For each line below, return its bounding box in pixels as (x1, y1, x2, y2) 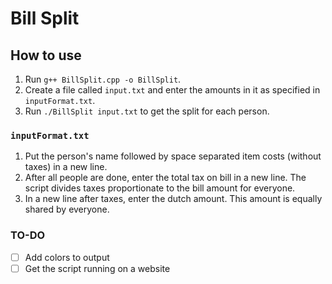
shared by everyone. (24, 203, 110, 216)
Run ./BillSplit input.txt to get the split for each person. (24, 105, 270, 117)
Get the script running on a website (24, 262, 171, 274)
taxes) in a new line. (24, 161, 108, 173)
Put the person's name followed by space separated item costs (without (24, 150, 322, 162)
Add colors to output (24, 251, 110, 263)
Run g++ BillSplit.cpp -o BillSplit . (24, 73, 182, 85)
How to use (10, 47, 82, 64)
